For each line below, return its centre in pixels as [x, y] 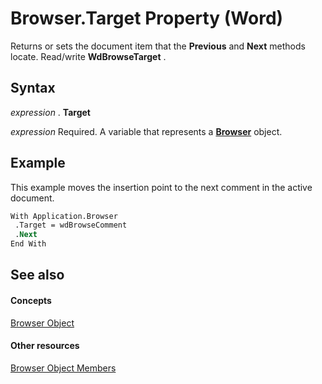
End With [28, 244]
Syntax [33, 88]
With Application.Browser [64, 216]
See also [37, 275]
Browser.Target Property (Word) [147, 18]
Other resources [45, 346]
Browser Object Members [63, 368]
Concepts [31, 301]
